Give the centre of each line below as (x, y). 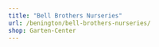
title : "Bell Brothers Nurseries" (66, 16)
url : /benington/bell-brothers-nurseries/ (79, 23)
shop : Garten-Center (43, 30)
